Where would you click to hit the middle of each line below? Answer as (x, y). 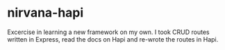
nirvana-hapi (45, 13)
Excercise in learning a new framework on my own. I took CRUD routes (108, 32)
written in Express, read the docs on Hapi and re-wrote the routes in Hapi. (113, 39)
